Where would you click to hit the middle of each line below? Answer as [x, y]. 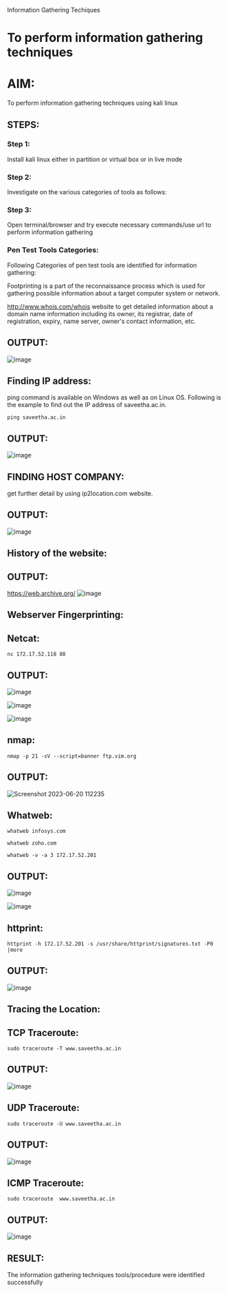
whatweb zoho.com [32, 843]
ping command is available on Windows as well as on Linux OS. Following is [114, 397]
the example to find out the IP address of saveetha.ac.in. [87, 405]
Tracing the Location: [54, 1010]
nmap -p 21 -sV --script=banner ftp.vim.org [72, 756]
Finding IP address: [49, 381]
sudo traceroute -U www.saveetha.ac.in [64, 1124]
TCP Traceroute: [43, 1033]
